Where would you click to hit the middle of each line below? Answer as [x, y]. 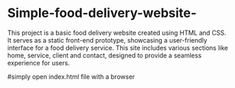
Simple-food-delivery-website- [102, 13]
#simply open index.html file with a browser [71, 77]
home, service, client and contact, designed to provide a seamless [105, 55]
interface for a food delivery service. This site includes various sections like [118, 48]
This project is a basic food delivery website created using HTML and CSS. [117, 33]
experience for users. [39, 62]
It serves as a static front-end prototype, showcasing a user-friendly [107, 40]
